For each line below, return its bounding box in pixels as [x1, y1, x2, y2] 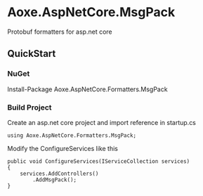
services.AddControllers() [20, 170, 99, 177]
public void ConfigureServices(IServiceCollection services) [7, 157, 190, 165]
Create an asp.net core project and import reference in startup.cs [7, 118, 197, 126]
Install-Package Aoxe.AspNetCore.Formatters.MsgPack [7, 85, 168, 93]
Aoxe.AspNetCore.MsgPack [7, 4, 176, 20]
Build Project [7, 103, 52, 112]
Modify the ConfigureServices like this [7, 144, 118, 152]
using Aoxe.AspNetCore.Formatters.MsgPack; [7, 131, 137, 139]
